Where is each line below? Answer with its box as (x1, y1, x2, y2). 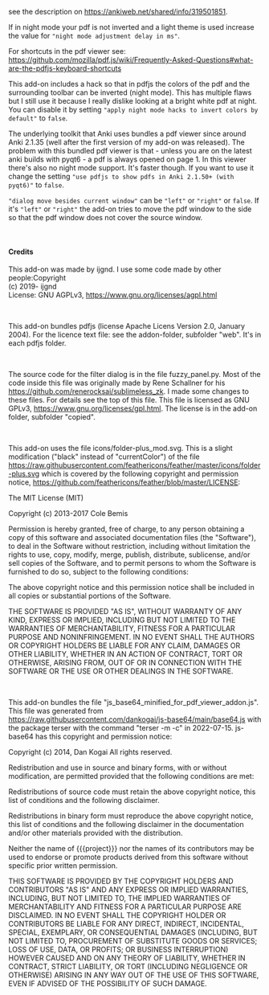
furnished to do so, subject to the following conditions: (8, 567, 189, 577)
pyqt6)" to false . (8, 180, 64, 190)
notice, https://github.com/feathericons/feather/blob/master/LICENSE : (8, 477, 241, 487)
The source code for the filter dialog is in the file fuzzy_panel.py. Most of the (8, 370, 261, 379)
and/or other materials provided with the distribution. (8, 828, 183, 838)
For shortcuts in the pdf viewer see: (8, 47, 126, 55)
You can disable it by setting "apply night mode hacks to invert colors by (8, 104, 259, 114)
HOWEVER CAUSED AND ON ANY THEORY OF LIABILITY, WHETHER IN (8, 953, 247, 963)
